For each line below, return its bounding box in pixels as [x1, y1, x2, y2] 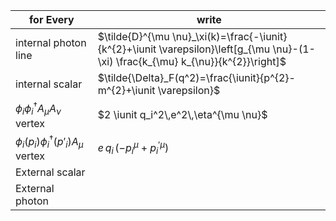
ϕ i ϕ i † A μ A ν [15, 100, 62, 118]
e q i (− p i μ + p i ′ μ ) [97, 139, 170, 157]
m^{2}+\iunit [97, 84, 156, 97]
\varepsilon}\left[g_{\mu [158, 42, 271, 56]
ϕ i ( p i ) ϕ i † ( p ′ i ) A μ [15, 132, 84, 151]
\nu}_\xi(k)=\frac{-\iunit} [171, 30, 288, 43]
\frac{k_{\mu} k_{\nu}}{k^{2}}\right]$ [115, 55, 287, 68]
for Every [29, 13, 75, 26]
